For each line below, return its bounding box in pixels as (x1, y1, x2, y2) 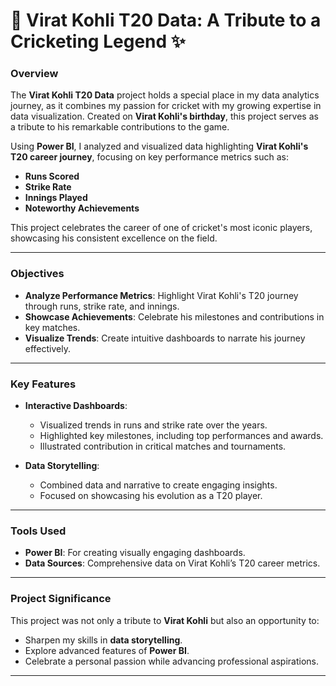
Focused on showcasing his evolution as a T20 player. (39, 490, 263, 502)
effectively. (24, 342, 71, 354)
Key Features (10, 377, 77, 391)
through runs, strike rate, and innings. (24, 300, 180, 312)
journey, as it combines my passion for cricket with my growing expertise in (10, 100, 322, 112)
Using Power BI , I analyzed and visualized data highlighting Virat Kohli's (10, 140, 309, 153)
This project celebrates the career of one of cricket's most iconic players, (10, 222, 313, 234)
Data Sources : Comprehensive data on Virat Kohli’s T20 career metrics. (24, 557, 321, 569)
